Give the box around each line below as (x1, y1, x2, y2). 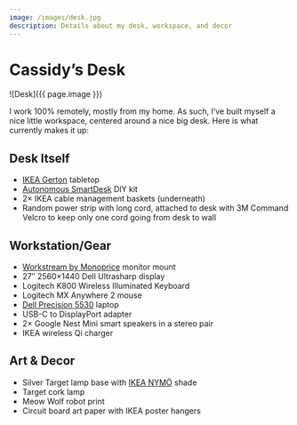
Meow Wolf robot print (21, 396, 105, 406)
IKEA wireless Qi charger (21, 328, 114, 339)
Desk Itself (9, 150, 70, 165)
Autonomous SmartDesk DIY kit (21, 184, 138, 195)
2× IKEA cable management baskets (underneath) (21, 193, 206, 204)
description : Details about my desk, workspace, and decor (9, 21, 233, 30)
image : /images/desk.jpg (9, 12, 101, 22)
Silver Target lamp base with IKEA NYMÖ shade (21, 377, 197, 388)
